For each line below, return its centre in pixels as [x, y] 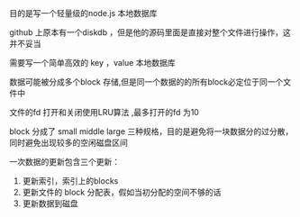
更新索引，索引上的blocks [70, 181]
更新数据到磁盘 [50, 203]
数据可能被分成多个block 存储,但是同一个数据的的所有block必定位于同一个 [146, 82]
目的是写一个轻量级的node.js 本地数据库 [83, 13]
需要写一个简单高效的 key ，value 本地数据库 [92, 63]
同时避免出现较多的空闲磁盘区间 [68, 143]
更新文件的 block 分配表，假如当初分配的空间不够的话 [122, 192]
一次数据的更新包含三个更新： [64, 162]
